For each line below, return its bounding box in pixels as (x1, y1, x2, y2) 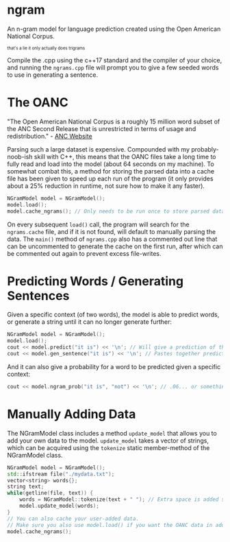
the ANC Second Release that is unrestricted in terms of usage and (7, 124, 196, 132)
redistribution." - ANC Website (7, 132, 92, 140)
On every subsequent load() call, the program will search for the (7, 220, 190, 228)
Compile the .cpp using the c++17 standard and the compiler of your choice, (7, 56, 222, 64)
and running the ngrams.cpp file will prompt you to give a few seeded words (7, 63, 219, 71)
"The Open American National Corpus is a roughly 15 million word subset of (7, 117, 220, 126)
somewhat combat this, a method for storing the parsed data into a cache (7, 167, 215, 175)
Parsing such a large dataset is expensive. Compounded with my (7, 145, 190, 153)
